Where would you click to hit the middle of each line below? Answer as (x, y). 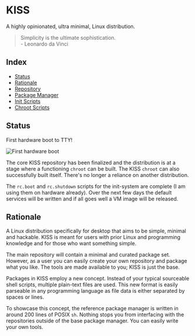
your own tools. (25, 327)
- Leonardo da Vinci (44, 44)
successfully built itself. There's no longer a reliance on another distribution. (97, 175)
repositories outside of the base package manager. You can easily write (92, 321)
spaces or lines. (25, 297)
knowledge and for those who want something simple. (71, 244)
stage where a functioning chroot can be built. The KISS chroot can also (93, 169)
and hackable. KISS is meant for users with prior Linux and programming (93, 237)
